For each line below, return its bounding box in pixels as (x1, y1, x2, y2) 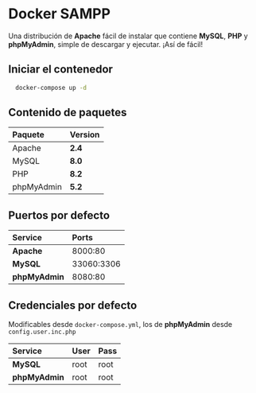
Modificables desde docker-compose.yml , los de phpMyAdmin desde (8, 320, 233, 329)
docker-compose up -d (15, 84, 87, 91)
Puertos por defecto (8, 208, 110, 222)
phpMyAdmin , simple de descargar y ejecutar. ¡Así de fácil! (8, 39, 204, 49)
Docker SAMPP (8, 5, 111, 23)
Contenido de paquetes (8, 106, 127, 119)
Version (69, 129, 100, 140)
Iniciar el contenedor (8, 63, 114, 76)
